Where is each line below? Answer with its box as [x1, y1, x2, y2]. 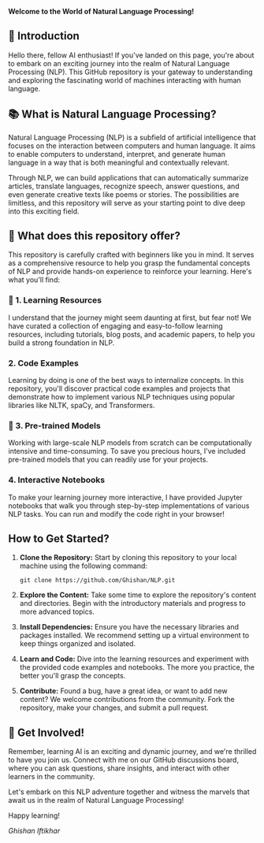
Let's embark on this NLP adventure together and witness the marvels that [8, 787, 250, 797]
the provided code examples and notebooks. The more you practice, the [19, 663, 255, 672]
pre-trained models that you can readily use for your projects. [8, 455, 209, 464]
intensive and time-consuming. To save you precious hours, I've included [8, 447, 246, 456]
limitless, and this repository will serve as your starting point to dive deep [8, 198, 246, 207]
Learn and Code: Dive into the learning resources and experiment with [19, 654, 250, 664]
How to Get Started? [8, 532, 110, 546]
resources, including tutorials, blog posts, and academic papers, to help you [8, 329, 255, 339]
